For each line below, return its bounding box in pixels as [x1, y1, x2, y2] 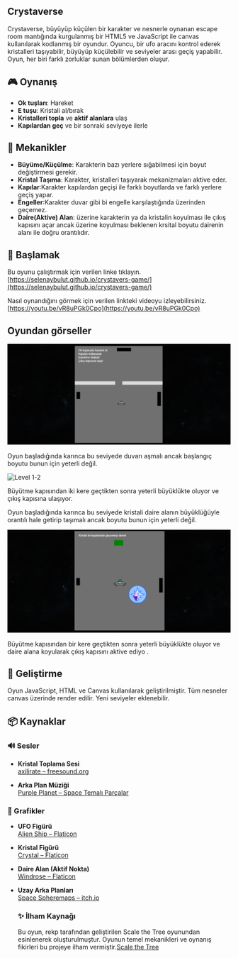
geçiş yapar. [17, 191, 54, 199]
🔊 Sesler [7, 741, 40, 751]
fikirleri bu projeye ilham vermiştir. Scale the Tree [17, 942, 159, 951]
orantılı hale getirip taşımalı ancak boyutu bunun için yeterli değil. [7, 515, 197, 524]
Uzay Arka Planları [17, 886, 74, 895]
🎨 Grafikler [7, 805, 45, 815]
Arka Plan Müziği [17, 781, 69, 789]
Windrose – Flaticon [17, 872, 76, 881]
